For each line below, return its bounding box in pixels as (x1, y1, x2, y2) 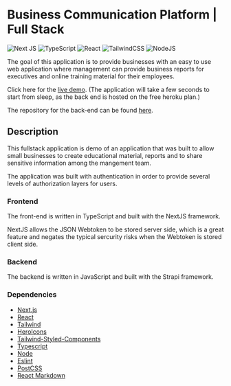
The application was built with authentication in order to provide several (7, 172, 210, 180)
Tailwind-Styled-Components (16, 334, 101, 343)
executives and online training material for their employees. (7, 72, 175, 80)
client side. (7, 240, 38, 249)
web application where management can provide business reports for (7, 65, 205, 73)
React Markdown (16, 371, 66, 379)
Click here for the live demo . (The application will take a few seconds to (7, 85, 210, 93)
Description (7, 126, 58, 137)
